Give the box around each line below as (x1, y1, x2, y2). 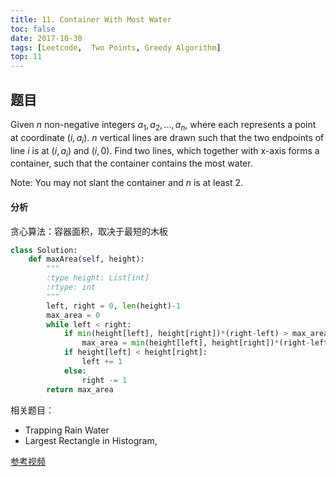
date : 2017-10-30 (10, 33, 83, 43)
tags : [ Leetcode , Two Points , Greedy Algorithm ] (10, 42, 222, 53)
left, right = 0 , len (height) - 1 (46, 301, 182, 311)
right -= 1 (81, 375, 128, 385)
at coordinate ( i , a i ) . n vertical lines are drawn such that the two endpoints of (10, 131, 325, 146)
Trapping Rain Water (24, 424, 110, 436)
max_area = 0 (46, 310, 101, 320)
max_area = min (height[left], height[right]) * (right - (81, 338, 311, 348)
